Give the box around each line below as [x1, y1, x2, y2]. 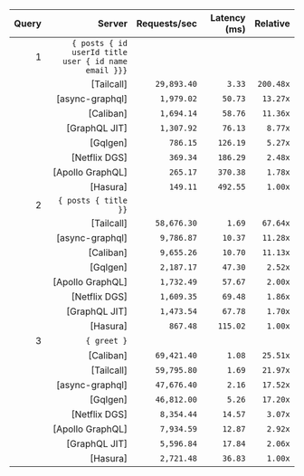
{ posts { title [57, 195, 128, 205]
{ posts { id [71, 38, 128, 48]
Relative [254, 17, 290, 30]
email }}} [85, 65, 128, 75]
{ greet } [85, 336, 128, 346]
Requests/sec [136, 17, 197, 30]
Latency [210, 12, 246, 24]
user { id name [62, 56, 128, 66]
